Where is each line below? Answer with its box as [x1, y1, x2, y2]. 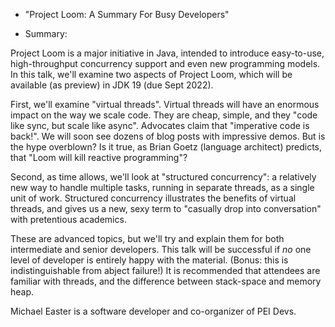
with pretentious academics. [10, 214, 127, 225]
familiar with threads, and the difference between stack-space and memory [10, 275, 322, 287]
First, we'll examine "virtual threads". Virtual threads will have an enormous [10, 99, 320, 110]
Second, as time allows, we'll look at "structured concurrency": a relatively [10, 171, 317, 183]
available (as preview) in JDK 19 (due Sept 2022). [10, 79, 214, 91]
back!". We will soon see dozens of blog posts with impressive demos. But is [10, 130, 326, 142]
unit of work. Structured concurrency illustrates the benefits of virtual [10, 192, 297, 204]
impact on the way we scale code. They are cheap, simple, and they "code [10, 109, 318, 121]
